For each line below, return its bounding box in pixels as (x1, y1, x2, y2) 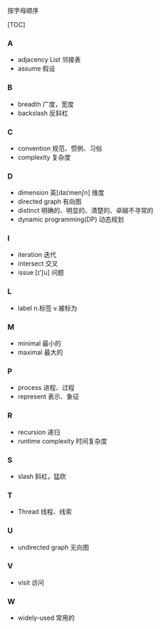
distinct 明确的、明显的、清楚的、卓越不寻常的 (17, 206, 154, 215)
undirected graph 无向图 (17, 543, 90, 551)
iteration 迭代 (17, 251, 57, 259)
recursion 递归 (17, 428, 60, 436)
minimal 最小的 (17, 339, 62, 348)
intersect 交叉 (17, 259, 58, 268)
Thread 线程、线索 (17, 508, 73, 516)
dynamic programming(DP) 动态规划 (17, 215, 124, 223)
